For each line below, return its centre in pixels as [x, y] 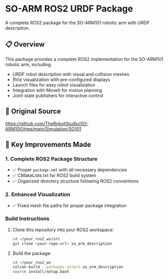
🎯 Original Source [33, 111]
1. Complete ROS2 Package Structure [51, 159]
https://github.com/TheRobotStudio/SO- [47, 123]
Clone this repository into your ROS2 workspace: [63, 230]
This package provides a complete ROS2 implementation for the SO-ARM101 [84, 59]
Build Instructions [27, 219]
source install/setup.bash [41, 272]
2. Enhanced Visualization [38, 195]
